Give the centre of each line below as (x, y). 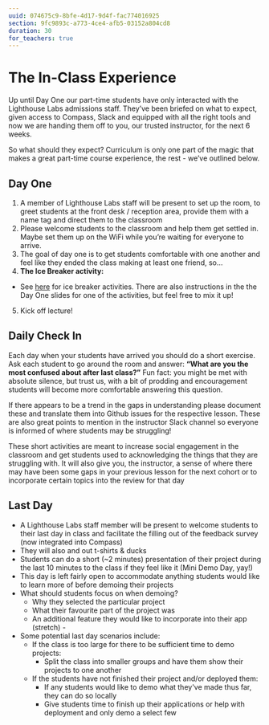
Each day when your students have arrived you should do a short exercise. (132, 355)
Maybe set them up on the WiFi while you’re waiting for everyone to (132, 237)
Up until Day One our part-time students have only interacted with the (124, 100)
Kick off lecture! (47, 311)
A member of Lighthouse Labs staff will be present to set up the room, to (140, 203)
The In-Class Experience (92, 78)
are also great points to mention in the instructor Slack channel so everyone (133, 422)
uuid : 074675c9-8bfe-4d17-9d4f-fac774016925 (84, 16)
